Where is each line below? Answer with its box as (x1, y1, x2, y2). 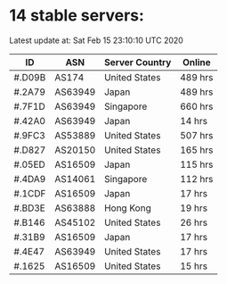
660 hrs (179, 100, 214, 113)
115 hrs (179, 158, 214, 171)
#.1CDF (13, 187, 46, 199)
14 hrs (179, 114, 207, 127)
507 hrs (179, 129, 214, 141)
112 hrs (179, 172, 214, 185)
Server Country (103, 55, 172, 68)
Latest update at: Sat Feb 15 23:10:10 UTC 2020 (9, 35, 184, 46)
